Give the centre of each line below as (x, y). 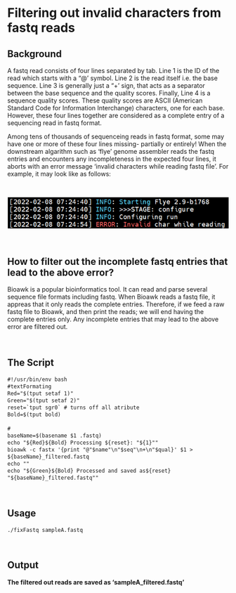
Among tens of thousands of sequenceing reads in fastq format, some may (116, 136)
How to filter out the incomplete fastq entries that (118, 261)
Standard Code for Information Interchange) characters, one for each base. (116, 108)
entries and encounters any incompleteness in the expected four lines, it (112, 159)
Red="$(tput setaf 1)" (40, 394)
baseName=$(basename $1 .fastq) (54, 436)
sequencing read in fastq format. (54, 123)
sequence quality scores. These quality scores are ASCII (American (105, 100)
